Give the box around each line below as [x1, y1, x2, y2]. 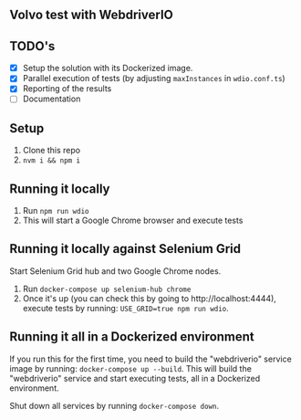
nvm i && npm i [22, 156, 81, 165]
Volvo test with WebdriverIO [9, 7, 173, 23]
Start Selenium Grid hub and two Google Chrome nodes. [9, 265, 222, 277]
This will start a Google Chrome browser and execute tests [22, 215, 244, 226]
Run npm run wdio [22, 205, 89, 216]
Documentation [22, 93, 81, 104]
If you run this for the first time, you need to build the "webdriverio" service [9, 353, 292, 364]
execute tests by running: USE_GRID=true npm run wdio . [22, 302, 230, 313]
